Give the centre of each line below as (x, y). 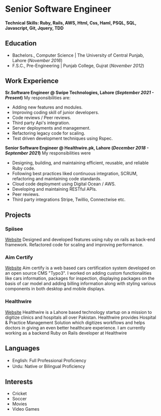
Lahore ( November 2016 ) (37, 60)
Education (21, 43)
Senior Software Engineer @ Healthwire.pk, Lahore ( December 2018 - (77, 148)
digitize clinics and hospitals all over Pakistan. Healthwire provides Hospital (80, 317)
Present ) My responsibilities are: (38, 98)
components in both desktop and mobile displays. (55, 289)
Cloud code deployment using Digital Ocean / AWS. (64, 184)
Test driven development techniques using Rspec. (62, 138)
